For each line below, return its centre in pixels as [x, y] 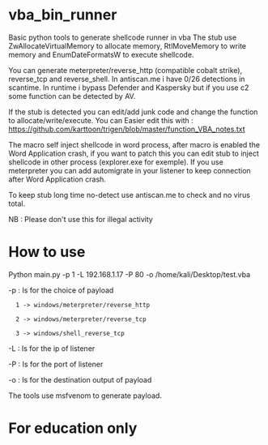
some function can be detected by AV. [72, 96]
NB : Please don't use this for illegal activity [81, 219]
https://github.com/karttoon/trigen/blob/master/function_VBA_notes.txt [127, 129]
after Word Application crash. [57, 179]
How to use [47, 252]
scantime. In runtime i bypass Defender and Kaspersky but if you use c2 [129, 88]
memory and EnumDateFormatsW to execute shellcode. [101, 54]
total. [17, 203]
